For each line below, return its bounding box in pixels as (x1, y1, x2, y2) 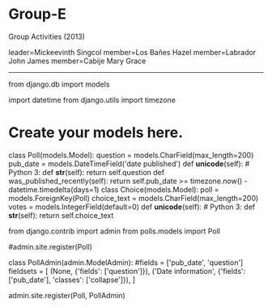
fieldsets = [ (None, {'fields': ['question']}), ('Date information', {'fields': (8, 266, 246, 276)
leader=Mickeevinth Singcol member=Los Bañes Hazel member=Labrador (8, 47, 257, 57)
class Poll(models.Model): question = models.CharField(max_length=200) (8, 150, 254, 160)
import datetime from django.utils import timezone (8, 95, 176, 105)
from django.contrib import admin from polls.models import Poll (8, 226, 221, 236)
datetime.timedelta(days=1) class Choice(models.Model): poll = (8, 184, 220, 195)
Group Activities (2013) (8, 32, 85, 41)
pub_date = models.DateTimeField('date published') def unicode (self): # (8, 159, 250, 169)
